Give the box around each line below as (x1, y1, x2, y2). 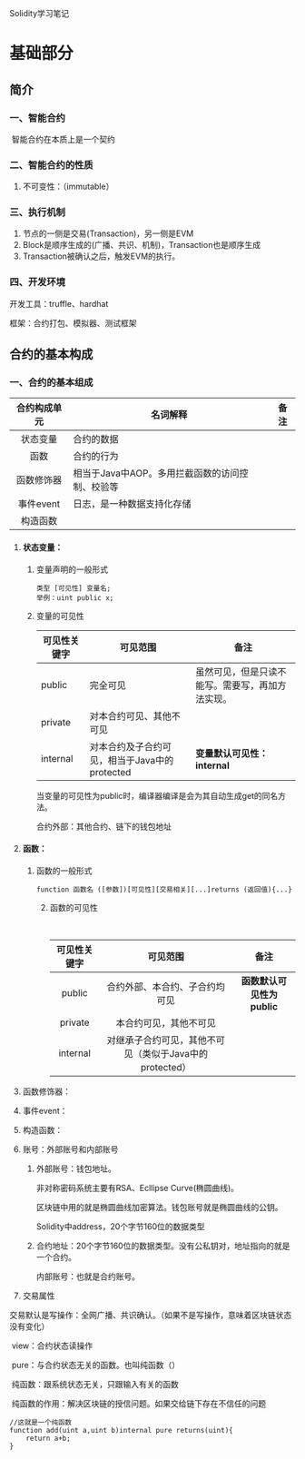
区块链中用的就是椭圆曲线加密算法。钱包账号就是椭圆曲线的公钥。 (35, 1201, 283, 1212)
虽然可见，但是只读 (194, 665, 278, 678)
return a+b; (25, 1434, 71, 1443)
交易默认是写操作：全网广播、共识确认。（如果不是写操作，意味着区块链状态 (9, 1309, 292, 1320)
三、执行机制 (9, 206, 66, 219)
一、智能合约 (9, 112, 66, 124)
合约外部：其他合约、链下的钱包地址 (35, 821, 172, 832)
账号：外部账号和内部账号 (22, 1143, 119, 1155)
